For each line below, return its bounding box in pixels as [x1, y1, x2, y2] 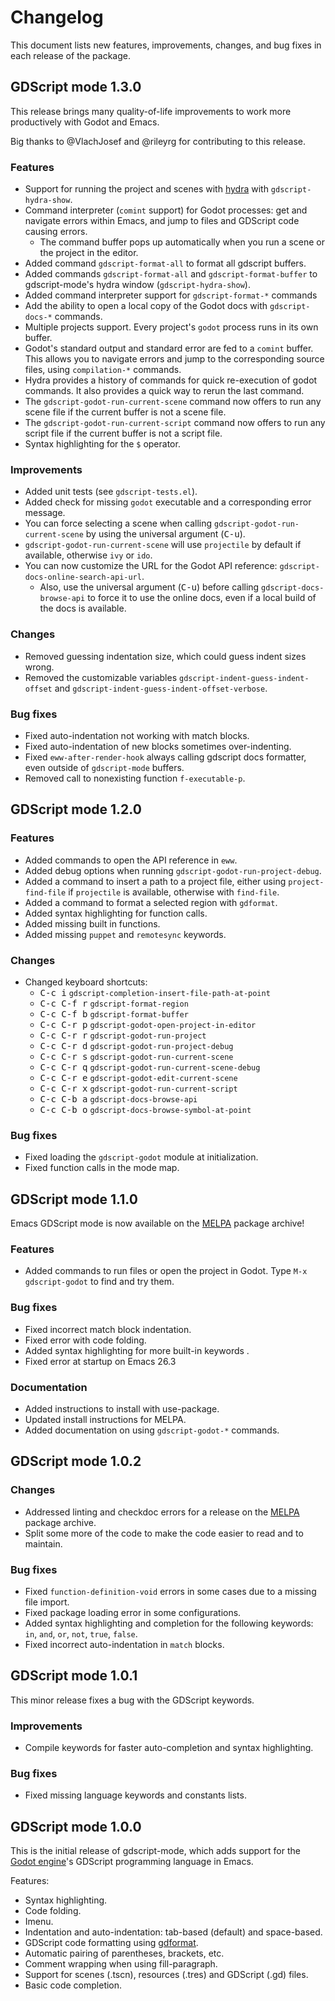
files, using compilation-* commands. [24, 364, 182, 376]
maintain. [24, 1537, 63, 1550]
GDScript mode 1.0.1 [10, 1667, 138, 1685]
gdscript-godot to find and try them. [24, 1276, 175, 1288]
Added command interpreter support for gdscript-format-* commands [24, 289, 318, 301]
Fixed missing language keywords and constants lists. [24, 1789, 247, 1801]
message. [24, 507, 66, 519]
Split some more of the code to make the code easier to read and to [24, 1527, 304, 1539]
